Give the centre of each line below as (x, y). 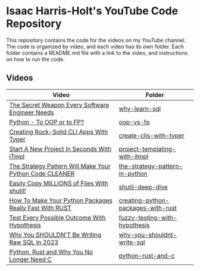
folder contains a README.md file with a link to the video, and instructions (97, 53)
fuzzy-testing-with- (148, 217)
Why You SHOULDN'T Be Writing (55, 235)
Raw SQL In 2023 (34, 242)
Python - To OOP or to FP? (47, 122)
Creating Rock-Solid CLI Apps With (59, 131)
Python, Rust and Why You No (51, 252)
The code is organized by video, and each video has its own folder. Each (95, 47)
